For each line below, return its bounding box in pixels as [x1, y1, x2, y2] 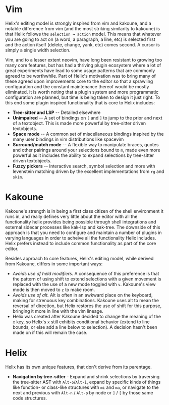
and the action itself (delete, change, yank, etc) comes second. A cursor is [5, 41, 160, 47]
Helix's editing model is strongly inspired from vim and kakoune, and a [5, 20, 151, 26]
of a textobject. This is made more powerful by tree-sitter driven [12, 120, 146, 126]
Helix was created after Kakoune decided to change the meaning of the [12, 313, 161, 319]
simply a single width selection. [5, 47, 71, 53]
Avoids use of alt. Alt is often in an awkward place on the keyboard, [12, 292, 153, 298]
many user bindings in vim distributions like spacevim [12, 136, 124, 142]
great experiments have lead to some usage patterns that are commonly [5, 67, 155, 74]
